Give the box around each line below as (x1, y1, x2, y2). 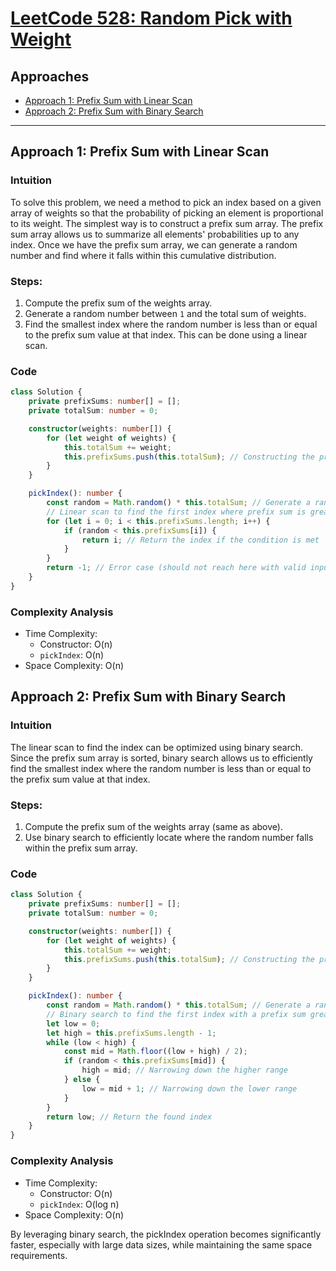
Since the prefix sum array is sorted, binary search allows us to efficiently (10, 752, 313, 764)
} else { (63, 1075, 101, 1085)
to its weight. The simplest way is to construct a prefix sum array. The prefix (10, 217, 324, 229)
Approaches (10, 68, 90, 85)
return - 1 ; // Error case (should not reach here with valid (46, 563, 307, 573)
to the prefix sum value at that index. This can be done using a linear (24, 328, 308, 341)
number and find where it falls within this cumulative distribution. (10, 249, 277, 261)
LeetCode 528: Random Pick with (10, 7, 293, 30)
